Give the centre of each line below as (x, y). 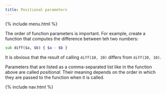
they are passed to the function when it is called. (55, 77)
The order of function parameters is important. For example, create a (75, 33)
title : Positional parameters (36, 10)
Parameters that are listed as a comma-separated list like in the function (79, 67)
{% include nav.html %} (29, 87)
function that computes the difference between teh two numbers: (72, 39)
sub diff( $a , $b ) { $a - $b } (36, 47)
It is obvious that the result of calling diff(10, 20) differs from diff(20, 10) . (83, 57)
